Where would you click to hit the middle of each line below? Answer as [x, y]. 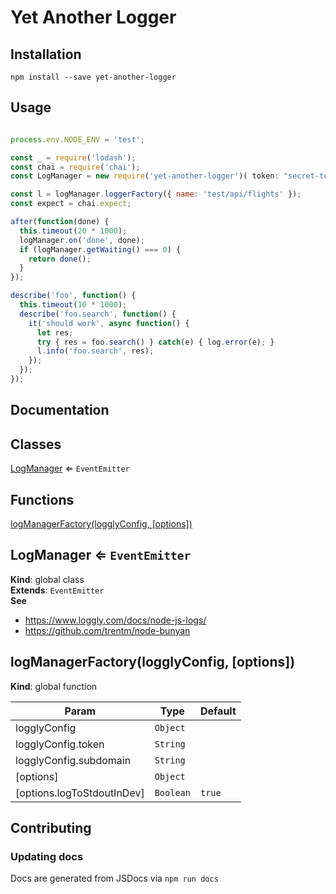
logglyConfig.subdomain [73, 760]
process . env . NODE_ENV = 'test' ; [77, 139]
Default [218, 711]
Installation [46, 54]
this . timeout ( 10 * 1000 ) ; [73, 305]
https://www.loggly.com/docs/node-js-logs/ [115, 620]
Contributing [51, 827]
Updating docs [47, 856]
